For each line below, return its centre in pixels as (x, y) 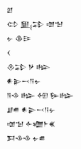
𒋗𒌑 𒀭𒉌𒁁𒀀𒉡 (31, 109)
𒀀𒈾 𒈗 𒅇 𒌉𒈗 (40, 95)
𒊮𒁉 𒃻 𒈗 (29, 67)
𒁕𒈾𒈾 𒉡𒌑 (26, 138)
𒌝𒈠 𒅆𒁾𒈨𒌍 (31, 124)
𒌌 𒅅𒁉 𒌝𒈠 (35, 24)
